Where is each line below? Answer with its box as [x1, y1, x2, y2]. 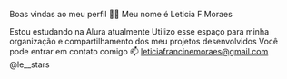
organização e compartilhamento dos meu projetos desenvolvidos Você [9, 36, 279, 46]
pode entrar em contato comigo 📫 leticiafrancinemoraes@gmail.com [9, 46, 269, 56]
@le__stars [9, 59, 50, 70]
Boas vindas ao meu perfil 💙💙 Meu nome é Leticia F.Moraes [9, 9, 233, 19]
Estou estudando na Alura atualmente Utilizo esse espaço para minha [9, 26, 270, 36]
